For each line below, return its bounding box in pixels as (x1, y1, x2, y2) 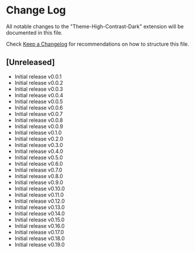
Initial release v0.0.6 (14, 104, 63, 111)
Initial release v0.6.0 (14, 160, 63, 167)
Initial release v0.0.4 (14, 91, 64, 98)
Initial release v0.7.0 (14, 166, 62, 173)
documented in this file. (6, 29, 63, 36)
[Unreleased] (6, 57, 55, 67)
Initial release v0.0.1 (14, 73, 62, 80)
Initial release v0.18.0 (14, 235, 65, 242)
